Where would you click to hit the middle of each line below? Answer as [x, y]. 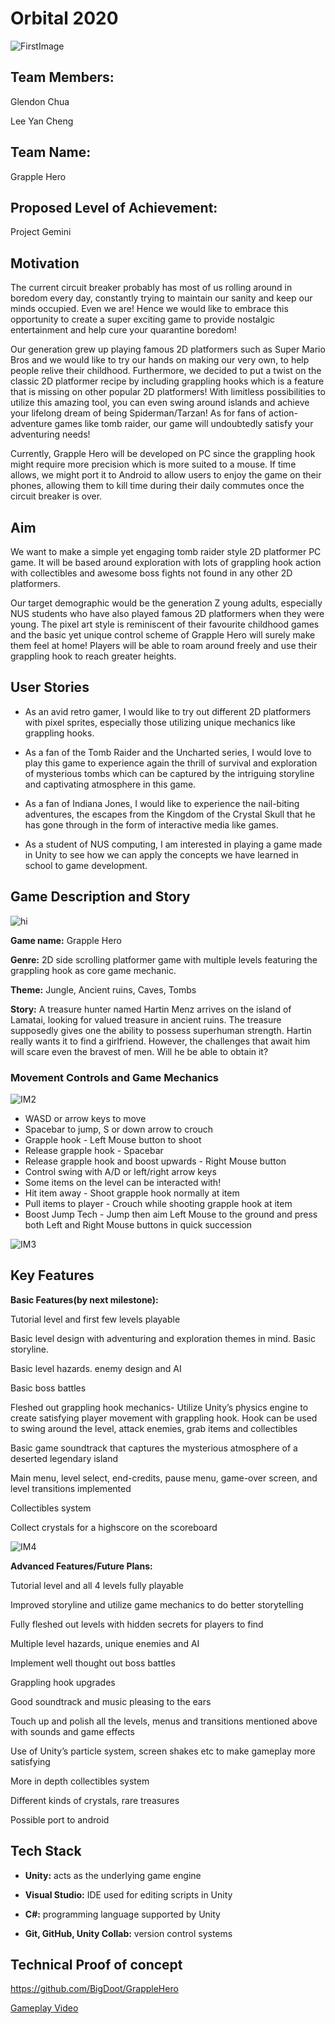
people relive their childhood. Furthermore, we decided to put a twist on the [166, 371]
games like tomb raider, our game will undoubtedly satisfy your [184, 424]
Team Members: [62, 77]
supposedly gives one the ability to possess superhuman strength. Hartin [161, 1030]
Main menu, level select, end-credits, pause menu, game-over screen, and [164, 1478]
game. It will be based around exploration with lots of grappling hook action [166, 562]
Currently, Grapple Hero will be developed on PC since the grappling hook [163, 454]
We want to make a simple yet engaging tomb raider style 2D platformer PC [166, 551]
